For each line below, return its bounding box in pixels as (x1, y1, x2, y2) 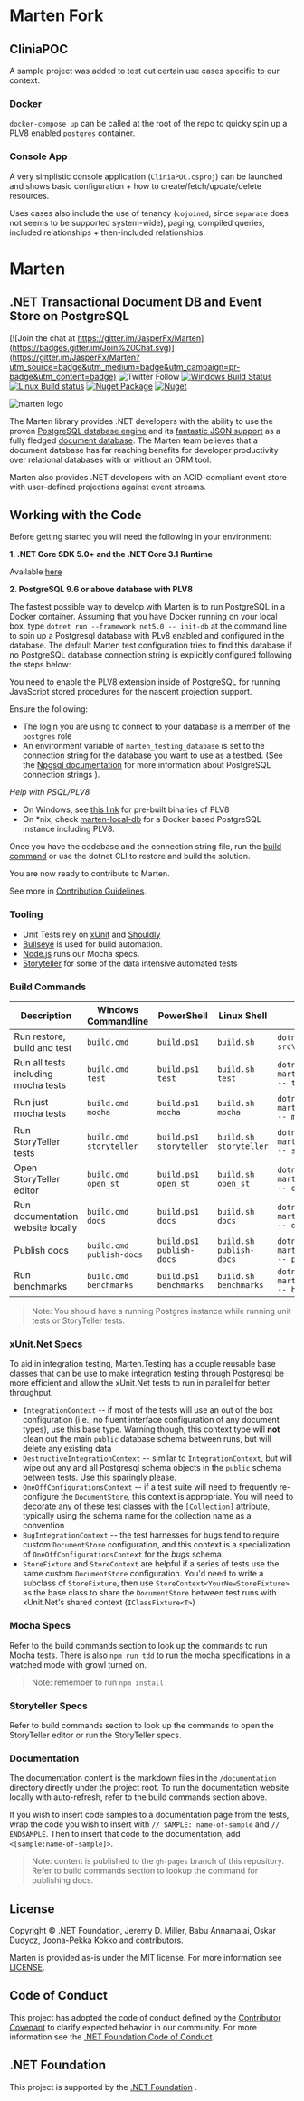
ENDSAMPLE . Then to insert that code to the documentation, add (9, 1829, 242, 1840)
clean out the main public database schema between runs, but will (22, 1434, 271, 1444)
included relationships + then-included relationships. (9, 227, 206, 238)
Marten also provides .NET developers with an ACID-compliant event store (9, 471, 288, 482)
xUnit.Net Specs (9, 1338, 83, 1350)
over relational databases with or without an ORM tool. (9, 454, 212, 465)
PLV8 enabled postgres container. (9, 128, 136, 138)
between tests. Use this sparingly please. (22, 1472, 176, 1483)
